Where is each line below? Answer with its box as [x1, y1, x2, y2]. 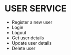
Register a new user [11, 19, 53, 25]
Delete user [11, 45, 35, 51]
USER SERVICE [4, 3, 67, 14]
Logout [11, 29, 27, 35]
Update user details [11, 40, 52, 46]
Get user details [11, 35, 44, 41]
